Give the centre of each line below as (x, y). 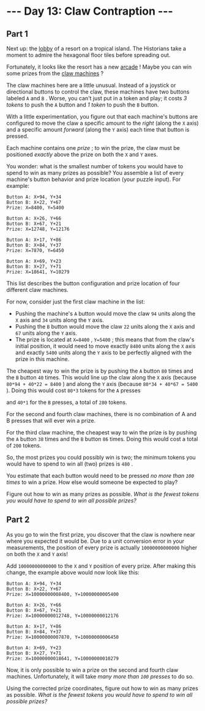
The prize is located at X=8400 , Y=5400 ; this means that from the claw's (105, 340)
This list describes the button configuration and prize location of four (93, 283)
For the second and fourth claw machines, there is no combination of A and (102, 414)
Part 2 (18, 520)
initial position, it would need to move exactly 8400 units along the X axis (105, 346)
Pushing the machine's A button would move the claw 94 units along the (105, 314)
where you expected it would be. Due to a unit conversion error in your (95, 541)
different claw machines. (37, 290)
